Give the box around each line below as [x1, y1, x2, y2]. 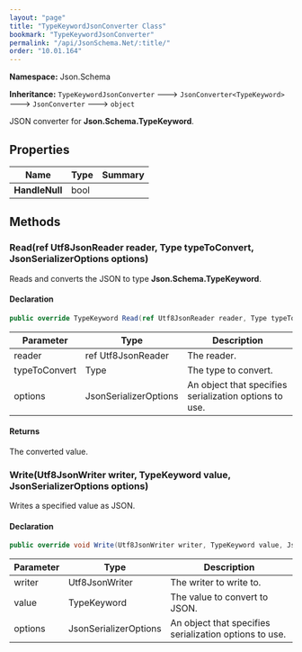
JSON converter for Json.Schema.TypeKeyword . [9, 116, 195, 127]
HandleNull [13, 184, 63, 196]
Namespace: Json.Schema [9, 71, 111, 82]
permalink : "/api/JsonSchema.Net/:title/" [9, 38, 171, 48]
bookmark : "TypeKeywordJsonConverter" [9, 30, 155, 39]
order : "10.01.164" [9, 47, 83, 56]
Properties [9, 141, 70, 158]
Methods [9, 214, 61, 230]
